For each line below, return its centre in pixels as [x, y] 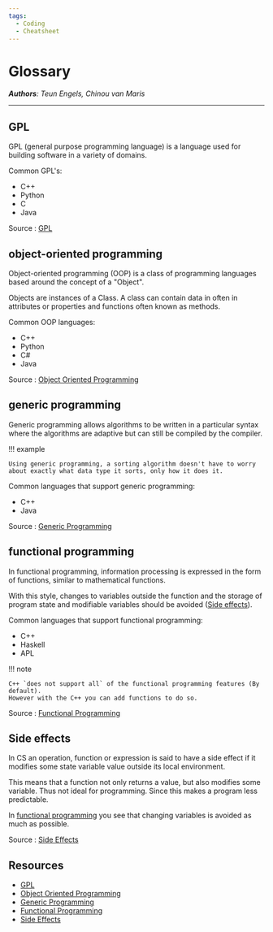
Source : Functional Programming [64, 713]
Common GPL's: [35, 171]
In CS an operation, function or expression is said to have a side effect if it [132, 758]
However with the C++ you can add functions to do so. [103, 698]
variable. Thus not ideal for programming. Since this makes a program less [133, 791]
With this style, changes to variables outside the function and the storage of [135, 596]
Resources [36, 865]
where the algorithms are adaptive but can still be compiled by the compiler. [135, 433]
